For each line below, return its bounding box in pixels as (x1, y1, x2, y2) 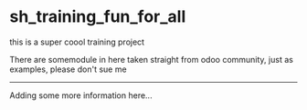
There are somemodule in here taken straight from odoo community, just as (9, 54, 294, 65)
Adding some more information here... (9, 89, 153, 101)
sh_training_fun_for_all (9, 6, 186, 27)
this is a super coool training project (9, 36, 144, 47)
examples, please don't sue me (9, 64, 127, 75)
